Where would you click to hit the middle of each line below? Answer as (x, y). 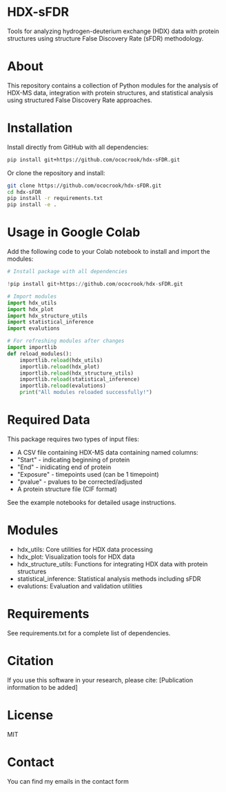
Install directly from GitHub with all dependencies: (78, 147)
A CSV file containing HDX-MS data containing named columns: (107, 452)
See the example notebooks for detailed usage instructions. (92, 502)
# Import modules (32, 296)
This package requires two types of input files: (73, 439)
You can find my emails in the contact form (68, 781)
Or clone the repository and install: (56, 172)
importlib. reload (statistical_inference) (80, 379)
